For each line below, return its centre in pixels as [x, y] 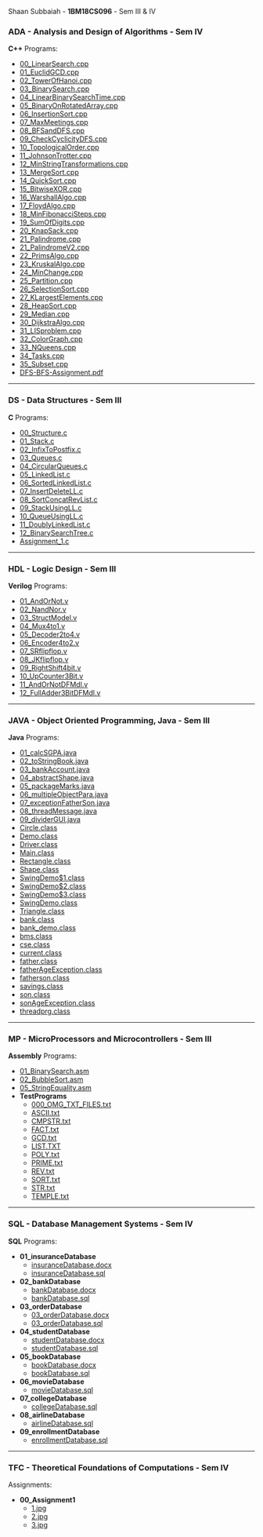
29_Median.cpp [45, 314]
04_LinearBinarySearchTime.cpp [72, 97]
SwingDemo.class [49, 903]
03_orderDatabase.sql [67, 1323]
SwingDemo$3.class [52, 895]
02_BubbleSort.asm [51, 1079]
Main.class [37, 853]
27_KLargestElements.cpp [61, 298]
